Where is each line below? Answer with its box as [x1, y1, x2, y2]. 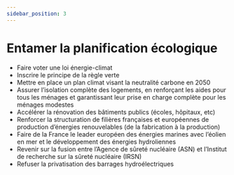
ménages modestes [16, 100, 74, 109]
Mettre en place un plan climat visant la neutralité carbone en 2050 [16, 78, 211, 86]
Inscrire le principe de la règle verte [16, 70, 120, 79]
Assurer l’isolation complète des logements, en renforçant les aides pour [16, 85, 226, 94]
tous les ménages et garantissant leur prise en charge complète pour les [16, 93, 226, 101]
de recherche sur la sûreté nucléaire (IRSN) [16, 152, 142, 160]
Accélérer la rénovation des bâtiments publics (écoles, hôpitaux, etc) [16, 107, 216, 116]
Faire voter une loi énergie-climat [16, 63, 113, 72]
